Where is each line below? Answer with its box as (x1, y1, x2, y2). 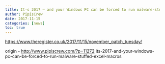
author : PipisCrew (5, 12, 43, 17)
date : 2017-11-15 (5, 16, 41, 21)
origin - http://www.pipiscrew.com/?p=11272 (5, 48, 95, 54)
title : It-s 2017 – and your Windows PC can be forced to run (5, 7, 135, 12)
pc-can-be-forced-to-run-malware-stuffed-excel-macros (5, 53, 122, 59)
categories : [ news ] (5, 21, 45, 26)
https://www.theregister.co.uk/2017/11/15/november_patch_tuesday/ (5, 39, 142, 44)
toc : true (5, 25, 26, 30)
